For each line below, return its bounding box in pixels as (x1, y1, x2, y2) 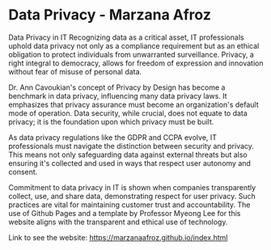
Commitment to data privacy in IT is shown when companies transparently (8, 182, 256, 192)
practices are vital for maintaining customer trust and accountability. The (8, 200, 251, 210)
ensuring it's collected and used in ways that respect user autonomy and (8, 158, 251, 167)
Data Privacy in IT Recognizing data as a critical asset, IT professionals (8, 32, 244, 42)
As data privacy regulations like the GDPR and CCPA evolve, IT (8, 132, 217, 142)
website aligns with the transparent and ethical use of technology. (8, 217, 228, 227)
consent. (8, 167, 38, 176)
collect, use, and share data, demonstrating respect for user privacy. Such (8, 191, 256, 201)
